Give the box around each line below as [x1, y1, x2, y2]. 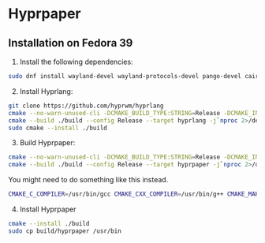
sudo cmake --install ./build [8, 124, 108, 132]
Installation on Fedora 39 [8, 36, 133, 50]
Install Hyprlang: [19, 86, 73, 95]
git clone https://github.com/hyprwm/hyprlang [8, 102, 164, 110]
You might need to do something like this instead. [8, 175, 169, 185]
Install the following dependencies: [19, 57, 133, 66]
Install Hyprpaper [19, 204, 77, 214]
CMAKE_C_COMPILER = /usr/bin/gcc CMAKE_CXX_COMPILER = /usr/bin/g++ [8, 190, 224, 198]
